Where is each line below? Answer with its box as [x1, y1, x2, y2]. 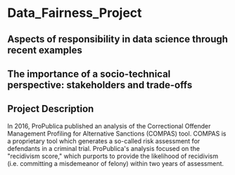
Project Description [7, 103, 94, 115]
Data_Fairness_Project [7, 5, 142, 21]
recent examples [7, 44, 82, 56]
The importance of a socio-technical [7, 68, 171, 80]
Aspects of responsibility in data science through [7, 33, 229, 45]
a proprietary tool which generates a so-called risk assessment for [7, 136, 201, 145]
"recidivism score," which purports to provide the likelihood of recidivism [7, 152, 219, 160]
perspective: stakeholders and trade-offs [7, 79, 193, 91]
